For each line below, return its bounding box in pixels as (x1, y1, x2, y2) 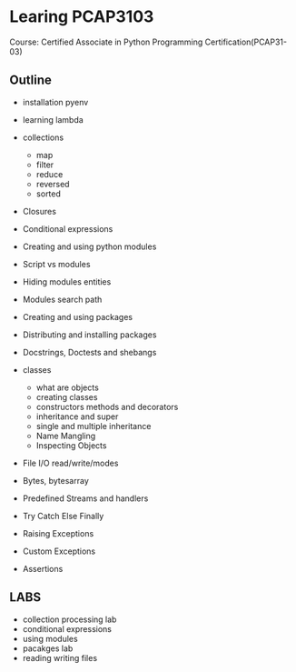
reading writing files (22, 652, 98, 663)
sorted (35, 188, 62, 199)
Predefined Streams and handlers (22, 493, 149, 504)
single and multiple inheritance (35, 420, 152, 431)
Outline (9, 73, 52, 88)
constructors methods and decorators (35, 401, 179, 412)
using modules (22, 633, 79, 644)
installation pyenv (22, 96, 89, 107)
